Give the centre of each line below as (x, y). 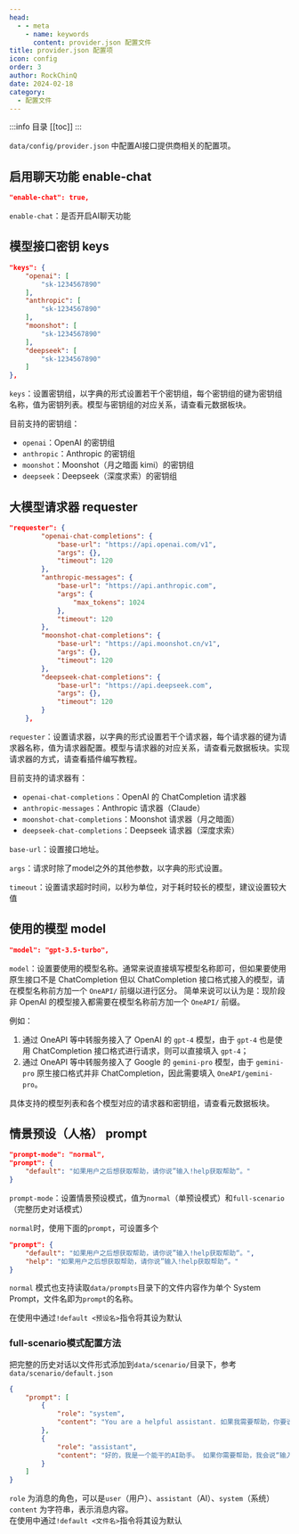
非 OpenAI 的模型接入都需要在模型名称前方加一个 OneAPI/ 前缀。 (127, 1001)
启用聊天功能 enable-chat (81, 176)
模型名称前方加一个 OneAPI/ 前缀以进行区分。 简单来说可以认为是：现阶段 (151, 990)
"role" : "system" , (91, 1414)
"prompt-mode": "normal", (57, 1155)
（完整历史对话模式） (48, 1209)
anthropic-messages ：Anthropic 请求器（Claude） (113, 808)
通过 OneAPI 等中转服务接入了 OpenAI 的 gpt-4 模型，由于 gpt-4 (140, 1039)
